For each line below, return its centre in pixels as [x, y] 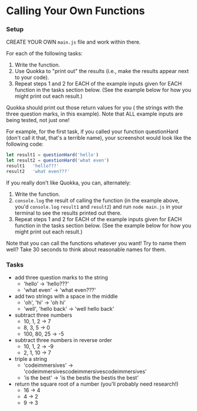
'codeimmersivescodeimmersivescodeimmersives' [85, 371]
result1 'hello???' [33, 166]
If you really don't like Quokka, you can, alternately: [68, 183]
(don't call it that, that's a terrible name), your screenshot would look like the [99, 138]
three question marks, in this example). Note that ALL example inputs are [94, 114]
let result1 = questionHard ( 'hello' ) [52, 155]
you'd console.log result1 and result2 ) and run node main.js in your [98, 206]
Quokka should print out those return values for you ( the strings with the [95, 108]
